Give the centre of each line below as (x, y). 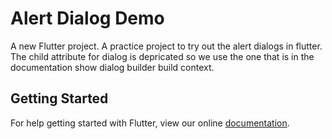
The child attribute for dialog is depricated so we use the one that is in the (162, 56)
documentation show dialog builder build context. (112, 67)
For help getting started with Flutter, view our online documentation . (150, 123)
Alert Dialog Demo (87, 18)
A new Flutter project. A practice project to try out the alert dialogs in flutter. (166, 46)
